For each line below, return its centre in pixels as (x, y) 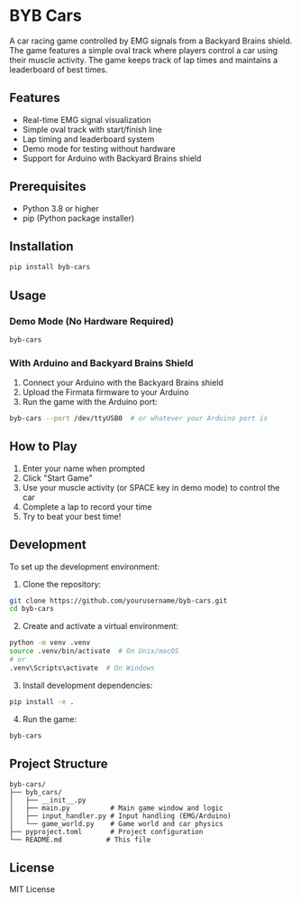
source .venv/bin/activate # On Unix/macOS (94, 652)
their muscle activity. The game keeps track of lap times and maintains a (144, 60)
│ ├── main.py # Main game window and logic (116, 808)
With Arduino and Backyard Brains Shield (101, 362)
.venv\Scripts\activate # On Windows (82, 668)
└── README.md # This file (80, 840)
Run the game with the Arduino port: (90, 402)
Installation (41, 246)
